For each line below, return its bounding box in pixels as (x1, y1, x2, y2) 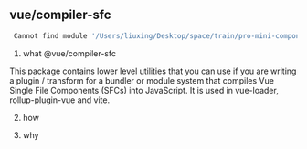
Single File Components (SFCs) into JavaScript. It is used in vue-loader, (9, 84, 279, 95)
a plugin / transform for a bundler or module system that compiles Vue (9, 74, 274, 85)
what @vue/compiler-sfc (22, 47, 117, 58)
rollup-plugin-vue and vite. (9, 94, 111, 105)
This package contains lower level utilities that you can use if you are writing (9, 65, 297, 76)
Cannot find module (13, 31, 89, 40)
